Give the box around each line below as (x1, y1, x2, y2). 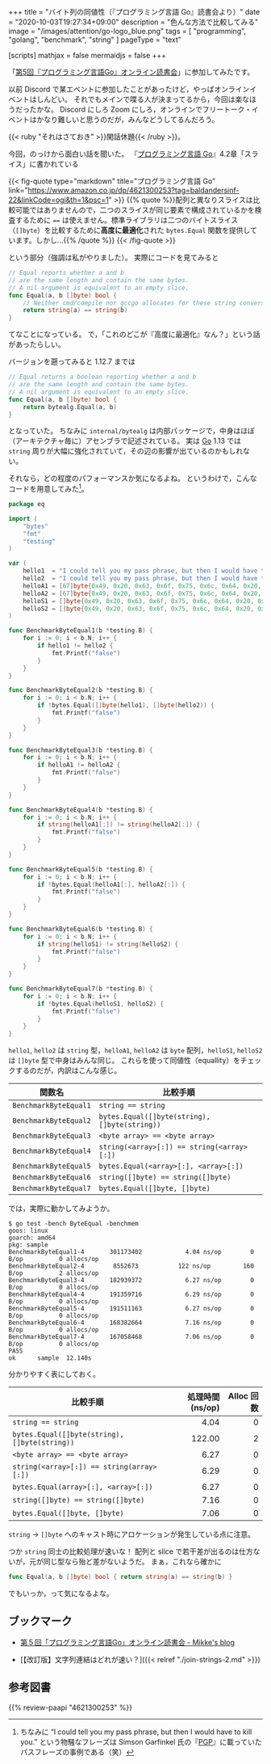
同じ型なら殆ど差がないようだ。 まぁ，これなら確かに (43, 1557, 222, 1567)
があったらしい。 (8, 340, 65, 349)
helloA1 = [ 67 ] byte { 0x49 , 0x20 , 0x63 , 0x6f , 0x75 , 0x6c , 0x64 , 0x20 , (23, 581, 262, 590)
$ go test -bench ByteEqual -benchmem (8, 1220, 139, 1228)
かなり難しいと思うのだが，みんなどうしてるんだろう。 (35, 115, 219, 124)
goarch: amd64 (8, 1234, 56, 1243)
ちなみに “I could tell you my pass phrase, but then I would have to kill (19, 1727, 252, 1737)
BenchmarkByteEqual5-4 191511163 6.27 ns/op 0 (8, 1305, 254, 1313)
